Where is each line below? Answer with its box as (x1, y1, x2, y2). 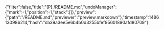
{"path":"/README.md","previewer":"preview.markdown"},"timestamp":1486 (5, 15, 159, 20)
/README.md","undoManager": (53, 4, 117, 10)
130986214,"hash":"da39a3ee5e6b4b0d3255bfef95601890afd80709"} (5, 19, 149, 25)
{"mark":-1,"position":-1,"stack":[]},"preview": (5, 9, 96, 15)
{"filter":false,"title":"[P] (5, 4, 53, 10)
